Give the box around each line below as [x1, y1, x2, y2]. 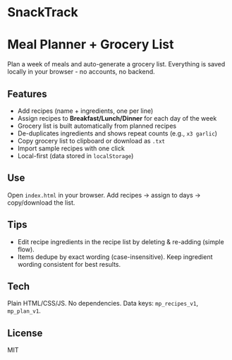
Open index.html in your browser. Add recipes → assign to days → [7, 191, 201, 199]
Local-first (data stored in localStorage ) [17, 151, 134, 160]
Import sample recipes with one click [17, 144, 125, 152]
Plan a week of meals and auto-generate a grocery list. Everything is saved [7, 60, 226, 68]
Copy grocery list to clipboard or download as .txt [17, 136, 166, 145]
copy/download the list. [7, 198, 75, 207]
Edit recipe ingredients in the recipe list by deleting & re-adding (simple [17, 237, 224, 246]
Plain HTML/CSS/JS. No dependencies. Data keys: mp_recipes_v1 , [7, 299, 199, 308]
